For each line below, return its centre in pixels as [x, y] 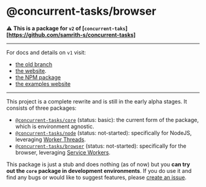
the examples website [43, 83]
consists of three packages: [41, 108]
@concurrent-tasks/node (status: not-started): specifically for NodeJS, [103, 132]
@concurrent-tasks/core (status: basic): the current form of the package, [107, 120]
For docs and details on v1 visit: [46, 52]
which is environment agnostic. [55, 126]
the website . [31, 71]
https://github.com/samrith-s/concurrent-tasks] [72, 34]
